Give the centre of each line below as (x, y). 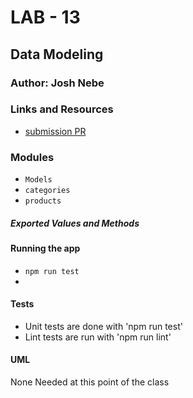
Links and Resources (62, 109)
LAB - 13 (45, 17)
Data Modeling (57, 54)
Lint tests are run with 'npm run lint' (98, 337)
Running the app (45, 248)
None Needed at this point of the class (90, 382)
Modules (32, 157)
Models (38, 180)
